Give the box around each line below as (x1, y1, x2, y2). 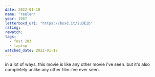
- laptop (9, 43, 27, 48)
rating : (5, 25, 21, 30)
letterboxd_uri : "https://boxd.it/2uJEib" (5, 20, 93, 26)
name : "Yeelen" (5, 12, 36, 17)
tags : (5, 35, 16, 39)
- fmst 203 (9, 39, 32, 44)
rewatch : (5, 30, 23, 35)
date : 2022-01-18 (5, 7, 41, 12)
